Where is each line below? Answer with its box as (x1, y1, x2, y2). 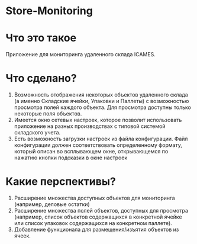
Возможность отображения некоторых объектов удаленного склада (14, 91, 189, 98)
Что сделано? (5, 72, 77, 85)
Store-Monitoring (5, 4, 93, 18)
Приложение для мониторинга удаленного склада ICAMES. (5, 51, 156, 58)
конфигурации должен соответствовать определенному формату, (14, 142, 183, 149)
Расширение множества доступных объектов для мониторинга (14, 194, 175, 201)
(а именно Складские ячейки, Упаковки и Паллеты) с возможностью (14, 98, 189, 105)
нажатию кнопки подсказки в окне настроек (14, 154, 128, 161)
